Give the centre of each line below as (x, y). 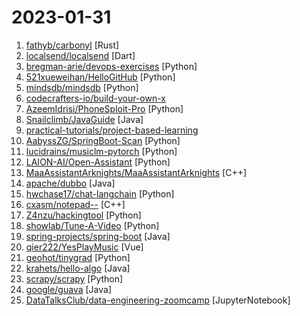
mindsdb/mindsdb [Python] (82, 87)
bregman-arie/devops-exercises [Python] (111, 66)
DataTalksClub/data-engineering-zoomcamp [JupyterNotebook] (158, 300)
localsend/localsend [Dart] (80, 55)
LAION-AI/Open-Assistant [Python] (98, 162)
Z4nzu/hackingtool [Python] (83, 215)
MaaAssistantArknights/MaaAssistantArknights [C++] (136, 172)
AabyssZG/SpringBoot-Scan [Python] (103, 140)
